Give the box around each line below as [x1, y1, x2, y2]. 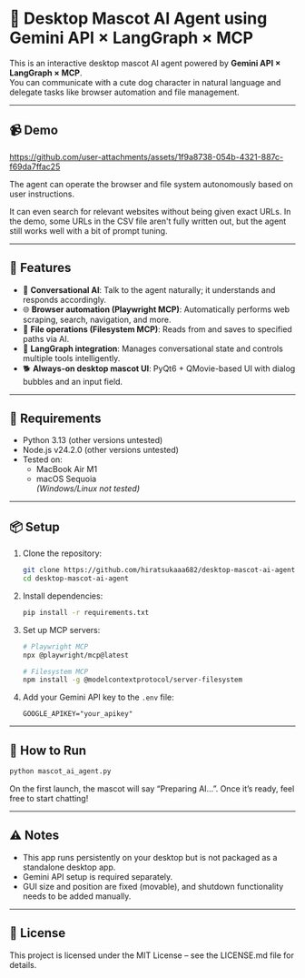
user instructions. [9, 188, 75, 199]
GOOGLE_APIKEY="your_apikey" [22, 710, 133, 719]
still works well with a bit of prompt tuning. [9, 225, 168, 236]
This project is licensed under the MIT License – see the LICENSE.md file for [9, 950, 295, 961]
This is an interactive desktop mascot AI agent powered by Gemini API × [9, 57, 281, 68]
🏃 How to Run [9, 742, 87, 758]
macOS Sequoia [35, 473, 97, 485]
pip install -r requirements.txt [22, 608, 150, 617]
